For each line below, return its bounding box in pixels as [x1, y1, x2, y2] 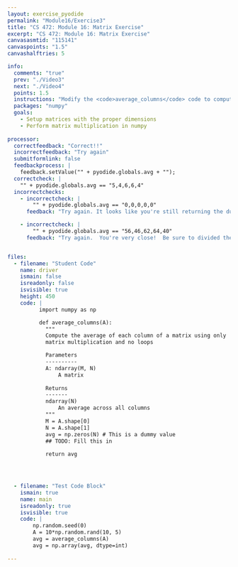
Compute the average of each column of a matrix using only [45, 332, 227, 340]
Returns [45, 384, 69, 391]
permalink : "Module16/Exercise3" [7, 17, 106, 24]
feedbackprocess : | [13, 162, 72, 169]
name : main [20, 495, 52, 503]
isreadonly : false [20, 280, 74, 287]
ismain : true [20, 489, 59, 496]
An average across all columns [57, 404, 151, 412]
